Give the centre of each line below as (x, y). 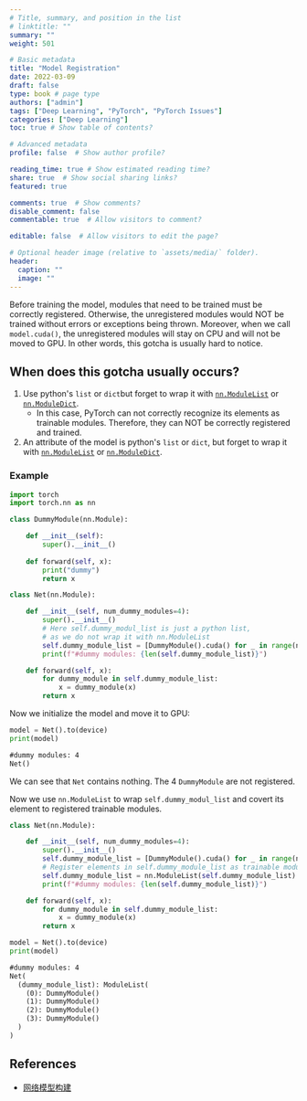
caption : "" (41, 270)
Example (29, 476)
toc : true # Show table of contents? (81, 128)
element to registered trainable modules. (86, 809)
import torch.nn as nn (53, 503)
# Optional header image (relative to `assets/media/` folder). (134, 253)
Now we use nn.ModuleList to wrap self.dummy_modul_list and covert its (147, 799)
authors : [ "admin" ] (47, 102)
